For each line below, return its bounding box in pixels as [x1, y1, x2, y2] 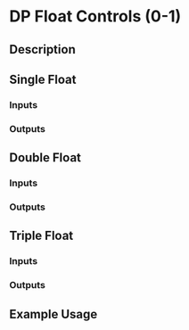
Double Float [9, 150, 82, 166]
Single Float [9, 71, 77, 87]
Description [9, 42, 76, 57]
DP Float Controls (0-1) [9, 6, 182, 27]
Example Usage [9, 306, 98, 322]
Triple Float [9, 228, 74, 243]
